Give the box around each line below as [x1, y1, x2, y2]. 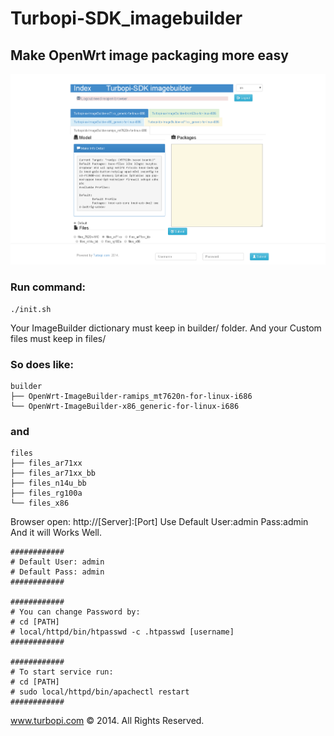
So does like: [10, 357, 74, 371]
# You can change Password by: [10, 607, 141, 617]
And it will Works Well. [10, 527, 102, 539]
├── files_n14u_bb [10, 478, 87, 489]
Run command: [10, 280, 86, 294]
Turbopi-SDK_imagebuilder [10, 7, 243, 30]
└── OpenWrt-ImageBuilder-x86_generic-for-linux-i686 [10, 402, 240, 412]
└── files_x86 [10, 498, 70, 509]
